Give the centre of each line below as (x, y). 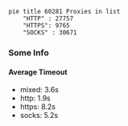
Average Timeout (38, 71)
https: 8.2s (38, 107)
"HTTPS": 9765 (46, 26)
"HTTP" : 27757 (48, 18)
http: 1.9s (35, 98)
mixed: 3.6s (39, 90)
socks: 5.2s (39, 116)
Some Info (29, 52)
